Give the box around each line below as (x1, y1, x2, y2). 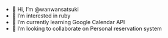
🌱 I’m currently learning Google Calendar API (12, 19, 125, 25)
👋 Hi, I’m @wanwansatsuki (12, 6, 79, 13)
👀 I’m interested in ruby (12, 12, 71, 19)
